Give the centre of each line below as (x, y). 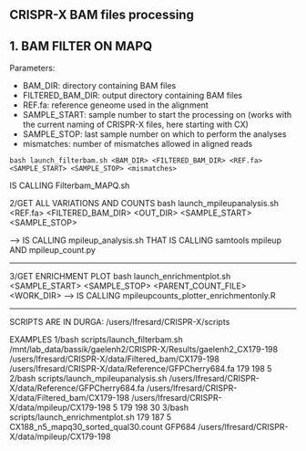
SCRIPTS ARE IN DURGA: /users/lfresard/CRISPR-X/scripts (120, 322)
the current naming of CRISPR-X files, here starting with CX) (135, 125)
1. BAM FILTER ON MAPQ (81, 46)
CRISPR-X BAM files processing (102, 15)
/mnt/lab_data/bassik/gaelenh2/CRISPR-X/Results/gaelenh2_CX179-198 (144, 350)
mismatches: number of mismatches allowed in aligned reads (138, 144)
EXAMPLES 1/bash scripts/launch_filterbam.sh (97, 340)
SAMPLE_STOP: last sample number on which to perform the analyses (154, 134)
